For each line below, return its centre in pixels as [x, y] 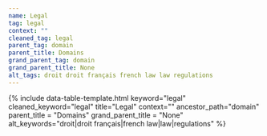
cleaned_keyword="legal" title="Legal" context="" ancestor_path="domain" [134, 106]
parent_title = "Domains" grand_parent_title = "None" [96, 115]
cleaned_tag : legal [41, 38]
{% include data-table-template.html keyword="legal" [97, 98]
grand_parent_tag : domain [51, 61]
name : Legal [28, 16]
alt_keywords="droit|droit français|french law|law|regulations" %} [117, 123]
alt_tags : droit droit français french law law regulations [111, 75]
